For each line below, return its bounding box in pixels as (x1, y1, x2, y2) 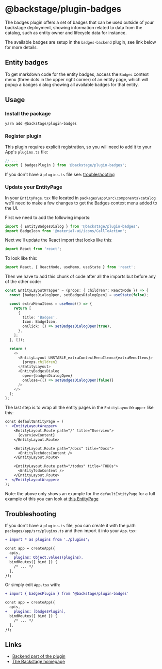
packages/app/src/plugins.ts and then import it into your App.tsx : (5, 528, 137, 534)
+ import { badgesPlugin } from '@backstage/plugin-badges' (5, 591, 130, 596)
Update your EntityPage (5, 184, 63, 190)
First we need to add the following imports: (5, 215, 91, 220)
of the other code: (5, 279, 41, 284)
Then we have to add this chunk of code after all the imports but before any (5, 273, 156, 280)
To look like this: (5, 255, 37, 261)
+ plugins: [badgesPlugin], (5, 609, 66, 614)
